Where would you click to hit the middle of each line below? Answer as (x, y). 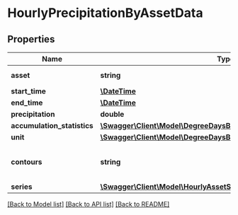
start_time (28, 91)
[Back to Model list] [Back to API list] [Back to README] (89, 204)
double (112, 114)
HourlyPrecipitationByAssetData (105, 13)
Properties (31, 39)
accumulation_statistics (52, 126)
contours (27, 162)
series (22, 187)
